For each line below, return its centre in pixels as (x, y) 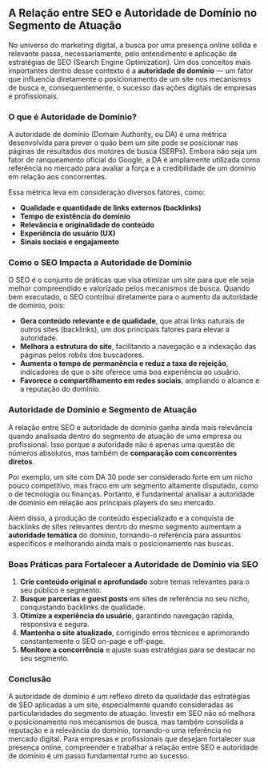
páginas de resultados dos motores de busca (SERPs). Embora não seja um (133, 151)
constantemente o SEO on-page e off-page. (92, 641)
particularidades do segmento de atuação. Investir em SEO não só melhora (132, 714)
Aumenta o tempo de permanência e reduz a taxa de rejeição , (124, 364)
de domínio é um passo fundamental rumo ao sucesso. (99, 756)
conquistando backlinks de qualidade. (82, 607)
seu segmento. (44, 658)
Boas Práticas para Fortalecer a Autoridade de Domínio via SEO (133, 564)
